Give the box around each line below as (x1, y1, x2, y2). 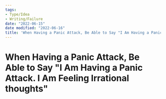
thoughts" (5, 83, 48, 95)
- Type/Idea (5, 12, 30, 17)
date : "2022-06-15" (5, 21, 45, 26)
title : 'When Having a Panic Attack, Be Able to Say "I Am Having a (5, 30, 149, 35)
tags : (5, 7, 16, 12)
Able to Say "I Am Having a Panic (5, 62, 143, 73)
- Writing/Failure (5, 16, 43, 21)
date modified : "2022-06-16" (5, 26, 65, 31)
